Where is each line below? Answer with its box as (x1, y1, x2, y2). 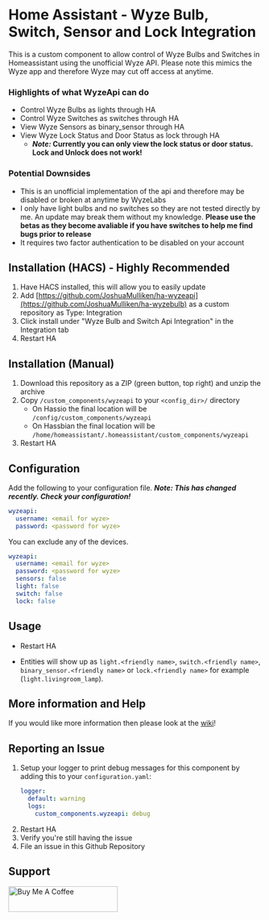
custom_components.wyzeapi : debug (35, 810, 151, 818)
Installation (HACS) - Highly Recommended (8, 260, 230, 275)
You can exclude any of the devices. (8, 537, 129, 546)
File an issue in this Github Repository (19, 841, 146, 851)
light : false (15, 582, 60, 591)
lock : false (15, 597, 56, 605)
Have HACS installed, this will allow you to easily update (19, 282, 206, 292)
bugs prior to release (19, 229, 92, 238)
